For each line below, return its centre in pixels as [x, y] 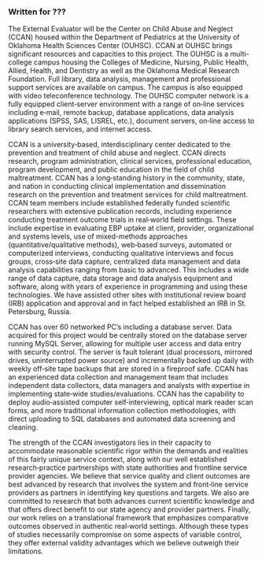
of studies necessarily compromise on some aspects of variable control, [125, 534]
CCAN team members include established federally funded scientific [119, 203]
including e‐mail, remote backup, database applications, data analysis [121, 113]
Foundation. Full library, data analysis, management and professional [119, 79]
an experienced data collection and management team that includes [118, 377]
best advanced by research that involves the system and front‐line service [129, 484]
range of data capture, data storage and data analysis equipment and [120, 279]
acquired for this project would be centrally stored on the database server [128, 335]
